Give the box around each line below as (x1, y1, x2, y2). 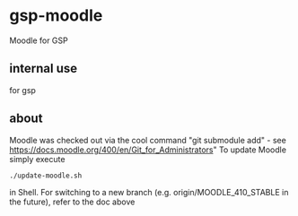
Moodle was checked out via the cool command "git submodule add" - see (9, 134, 287, 145)
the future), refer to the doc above (9, 196, 136, 207)
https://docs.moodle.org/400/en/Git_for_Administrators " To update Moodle (9, 144, 287, 155)
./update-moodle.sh (9, 171, 83, 180)
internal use (9, 61, 78, 76)
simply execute (9, 153, 66, 164)
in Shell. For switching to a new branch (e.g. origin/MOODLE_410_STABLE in (9, 186, 289, 197)
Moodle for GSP (9, 35, 69, 46)
